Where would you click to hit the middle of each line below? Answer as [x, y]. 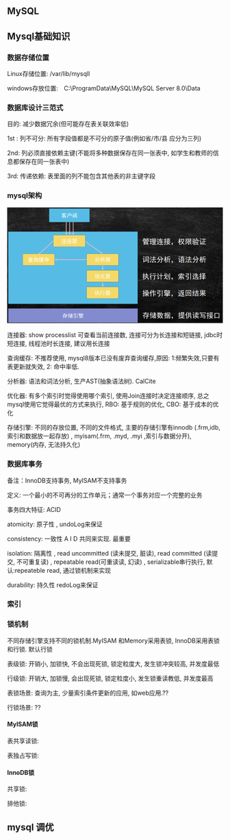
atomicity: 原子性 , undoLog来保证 [55, 524]
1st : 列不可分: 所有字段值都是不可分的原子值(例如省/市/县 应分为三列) [104, 138]
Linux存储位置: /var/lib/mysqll [49, 74]
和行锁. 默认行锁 [30, 649]
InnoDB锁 [21, 772]
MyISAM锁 [23, 724]
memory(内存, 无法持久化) [44, 445]
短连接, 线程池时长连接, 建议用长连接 [59, 344]
